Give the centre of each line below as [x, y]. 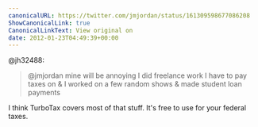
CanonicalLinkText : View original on [71, 30]
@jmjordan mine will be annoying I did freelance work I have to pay [137, 75]
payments [44, 93]
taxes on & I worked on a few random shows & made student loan [135, 84]
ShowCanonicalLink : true [49, 23]
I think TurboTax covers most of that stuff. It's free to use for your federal [127, 108]
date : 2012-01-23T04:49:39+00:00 [64, 38]
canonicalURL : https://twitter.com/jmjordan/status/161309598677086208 [129, 15]
